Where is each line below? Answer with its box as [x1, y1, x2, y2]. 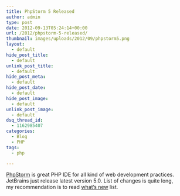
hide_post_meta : [6, 74, 46, 80]
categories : [6, 128, 35, 135]
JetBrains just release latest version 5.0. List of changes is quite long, [6, 177, 174, 184]
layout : [6, 42, 25, 47]
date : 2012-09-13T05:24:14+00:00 [6, 25, 88, 31]
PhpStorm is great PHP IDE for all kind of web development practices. [6, 171, 175, 178]
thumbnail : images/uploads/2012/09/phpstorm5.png [6, 36, 130, 42]
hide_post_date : [6, 85, 46, 91]
